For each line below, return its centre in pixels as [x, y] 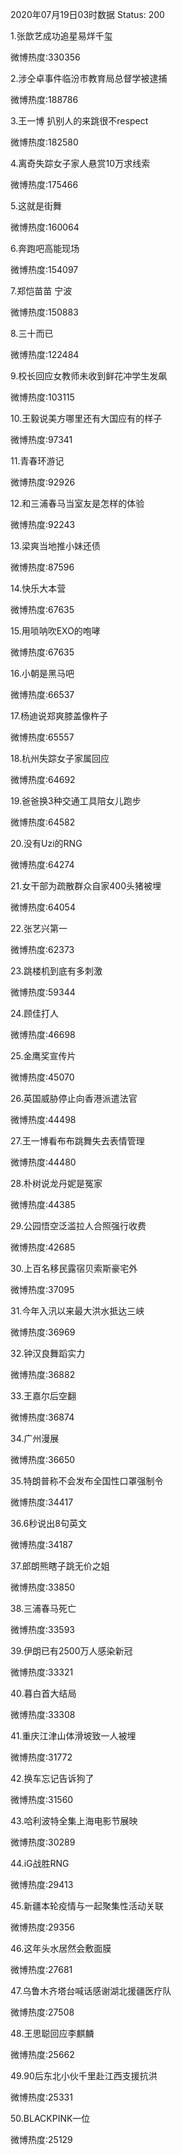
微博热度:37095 [42, 1289]
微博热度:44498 [43, 1119]
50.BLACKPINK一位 [50, 2118]
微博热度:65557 [42, 737]
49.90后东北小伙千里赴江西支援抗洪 [84, 2076]
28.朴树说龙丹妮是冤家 [56, 1183]
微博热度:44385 [43, 1204]
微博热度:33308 [43, 1714]
